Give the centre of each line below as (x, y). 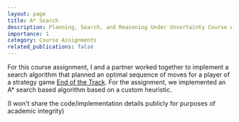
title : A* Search (33, 21)
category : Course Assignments (52, 40)
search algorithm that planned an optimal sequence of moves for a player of (118, 74)
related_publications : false (51, 47)
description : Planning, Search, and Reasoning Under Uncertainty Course (117, 27)
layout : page (27, 14)
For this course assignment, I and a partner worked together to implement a (118, 67)
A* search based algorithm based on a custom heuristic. (90, 90)
